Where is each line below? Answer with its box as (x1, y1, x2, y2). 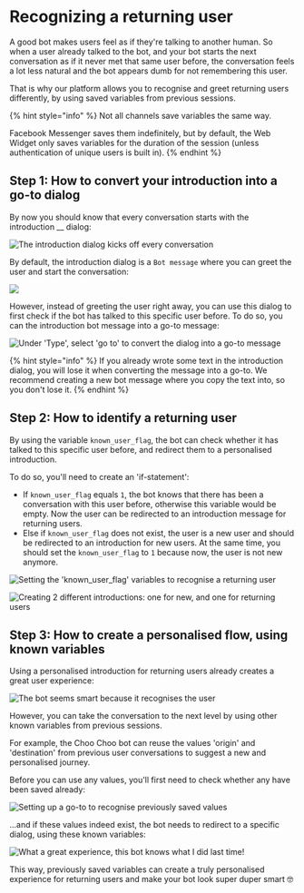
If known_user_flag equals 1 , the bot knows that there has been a (22, 488, 264, 500)
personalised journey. (9, 757, 91, 768)
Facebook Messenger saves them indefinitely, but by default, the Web (9, 127, 271, 138)
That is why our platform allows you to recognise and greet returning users (9, 83, 289, 93)
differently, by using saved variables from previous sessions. (9, 93, 236, 103)
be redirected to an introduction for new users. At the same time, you (22, 537, 281, 548)
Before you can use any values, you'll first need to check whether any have (9, 774, 290, 786)
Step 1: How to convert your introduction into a (9, 173, 279, 189)
